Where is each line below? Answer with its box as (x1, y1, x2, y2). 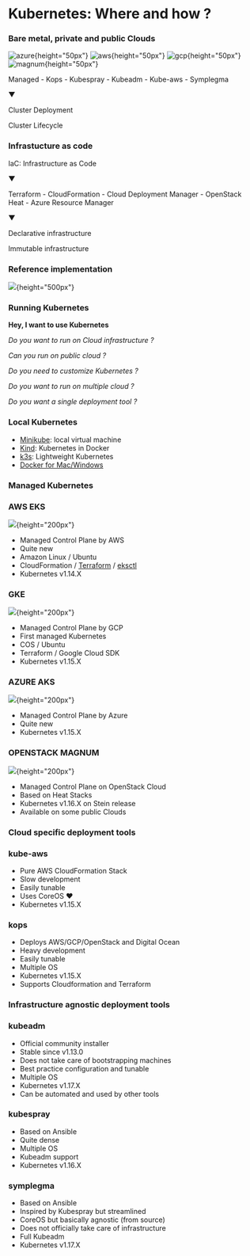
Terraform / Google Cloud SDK (19, 649, 120, 658)
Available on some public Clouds (19, 807, 127, 816)
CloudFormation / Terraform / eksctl (19, 560, 137, 570)
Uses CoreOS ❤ (19, 892, 74, 900)
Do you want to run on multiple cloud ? (8, 382, 134, 391)
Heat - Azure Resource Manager (8, 197, 115, 207)
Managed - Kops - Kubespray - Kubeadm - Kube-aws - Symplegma (8, 74, 229, 84)
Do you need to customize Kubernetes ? (8, 366, 138, 376)
